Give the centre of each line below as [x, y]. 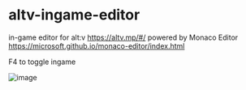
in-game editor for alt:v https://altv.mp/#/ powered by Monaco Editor [123, 37]
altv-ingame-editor [74, 15]
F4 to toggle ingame [42, 62]
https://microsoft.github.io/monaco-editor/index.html [97, 45]
